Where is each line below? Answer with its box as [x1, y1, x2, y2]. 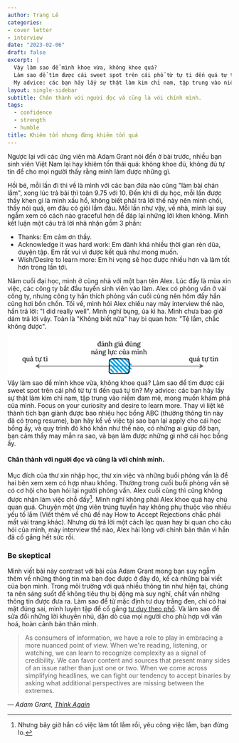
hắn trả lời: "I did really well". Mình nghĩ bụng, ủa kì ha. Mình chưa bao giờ [7, 307, 223, 315]
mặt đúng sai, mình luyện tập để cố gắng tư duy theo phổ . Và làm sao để [7, 604, 220, 613]
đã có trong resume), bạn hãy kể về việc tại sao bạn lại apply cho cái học [7, 416, 222, 425]
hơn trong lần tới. [17, 263, 68, 271]
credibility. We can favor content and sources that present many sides [24, 655, 230, 665]
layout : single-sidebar [7, 86, 78, 94]
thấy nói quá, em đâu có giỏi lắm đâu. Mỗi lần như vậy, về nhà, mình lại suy [7, 204, 227, 212]
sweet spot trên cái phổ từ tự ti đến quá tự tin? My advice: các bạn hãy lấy [7, 386, 224, 394]
